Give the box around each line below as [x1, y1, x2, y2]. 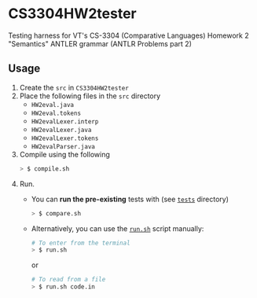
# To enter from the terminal [31, 239, 131, 247]
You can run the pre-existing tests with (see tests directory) [31, 194, 229, 204]
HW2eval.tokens [31, 109, 81, 117]
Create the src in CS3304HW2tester [19, 83, 130, 92]
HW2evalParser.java [31, 142, 96, 150]
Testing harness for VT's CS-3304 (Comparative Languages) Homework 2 [8, 31, 249, 40]
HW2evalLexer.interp [31, 117, 99, 126]
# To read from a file [31, 276, 106, 284]
